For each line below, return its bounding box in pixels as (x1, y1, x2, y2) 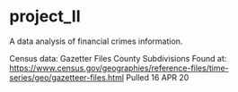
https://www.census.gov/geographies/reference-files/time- (9, 63, 229, 73)
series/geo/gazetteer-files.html (9, 71, 124, 82)
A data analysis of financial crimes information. (9, 36, 183, 46)
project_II (9, 6, 81, 27)
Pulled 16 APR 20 (125, 71, 190, 82)
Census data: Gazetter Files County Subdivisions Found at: (9, 53, 227, 63)
